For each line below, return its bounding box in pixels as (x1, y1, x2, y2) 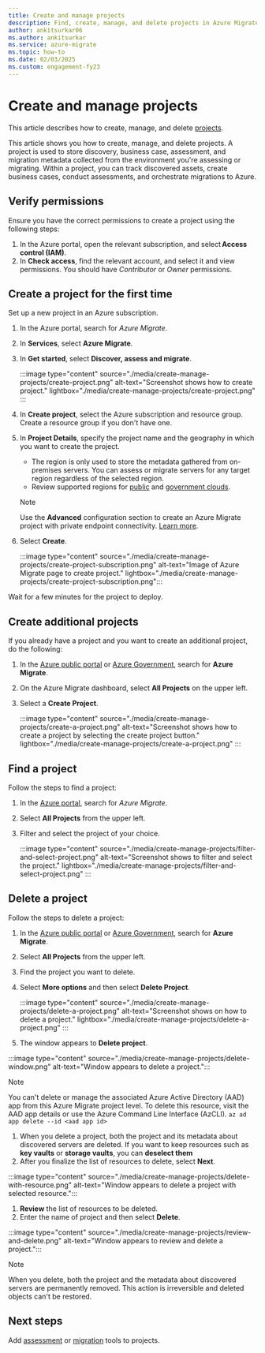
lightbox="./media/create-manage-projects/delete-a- (77, 1015, 250, 1024)
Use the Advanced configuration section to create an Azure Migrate (19, 513, 241, 522)
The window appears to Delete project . (19, 1038, 148, 1048)
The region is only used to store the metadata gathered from (31, 457, 228, 466)
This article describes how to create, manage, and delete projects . (8, 123, 224, 133)
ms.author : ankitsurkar (8, 33, 87, 42)
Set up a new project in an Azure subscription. (8, 308, 159, 318)
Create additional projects (8, 615, 140, 628)
